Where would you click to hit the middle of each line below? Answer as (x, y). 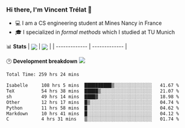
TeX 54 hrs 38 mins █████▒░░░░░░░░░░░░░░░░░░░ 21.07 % (93, 91)
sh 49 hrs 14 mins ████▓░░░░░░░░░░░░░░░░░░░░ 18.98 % (93, 97)
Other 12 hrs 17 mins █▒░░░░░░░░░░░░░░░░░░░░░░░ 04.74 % (93, 102)
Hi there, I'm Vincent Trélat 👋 (49, 10)
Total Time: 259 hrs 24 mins (43, 75)
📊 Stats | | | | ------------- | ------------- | (67, 46)
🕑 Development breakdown (42, 61)
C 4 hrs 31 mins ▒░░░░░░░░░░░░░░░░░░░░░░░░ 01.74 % (93, 119)
